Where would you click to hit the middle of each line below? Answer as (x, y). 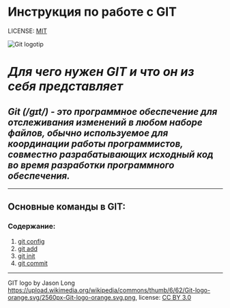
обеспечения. (39, 176)
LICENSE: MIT (27, 31)
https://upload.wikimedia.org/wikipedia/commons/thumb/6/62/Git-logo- (109, 290)
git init (26, 256)
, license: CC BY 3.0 (163, 297)
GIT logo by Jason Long (42, 283)
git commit (33, 263)
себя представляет (66, 87)
